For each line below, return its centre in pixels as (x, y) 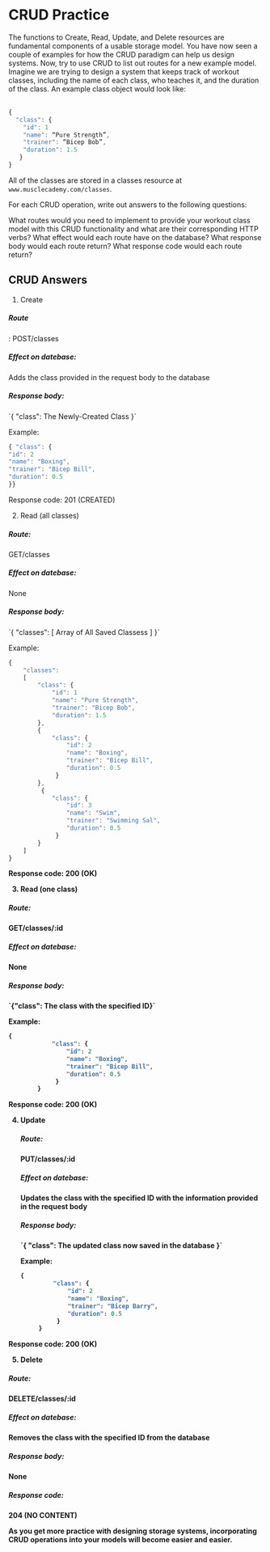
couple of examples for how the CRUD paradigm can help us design (122, 54)
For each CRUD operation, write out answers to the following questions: (128, 205)
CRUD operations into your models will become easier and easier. (120, 1540)
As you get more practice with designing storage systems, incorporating (133, 1531)
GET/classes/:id (36, 928)
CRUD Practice (59, 15)
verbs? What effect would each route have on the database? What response (135, 237)
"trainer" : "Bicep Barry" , (113, 1306)
